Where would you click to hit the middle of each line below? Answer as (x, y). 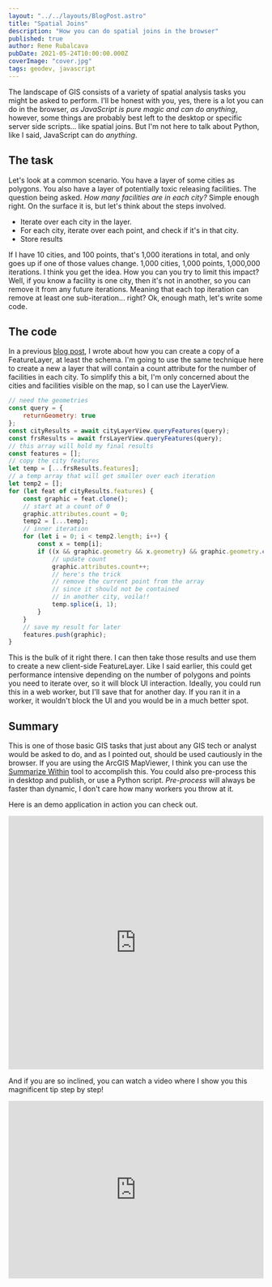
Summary (34, 726)
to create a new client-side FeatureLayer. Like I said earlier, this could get (130, 666)
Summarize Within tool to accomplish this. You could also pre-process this (132, 772)
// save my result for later (72, 627)
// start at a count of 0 (67, 506)
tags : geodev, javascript (52, 69)
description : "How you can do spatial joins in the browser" (114, 31)
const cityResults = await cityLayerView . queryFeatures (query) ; (119, 431)
